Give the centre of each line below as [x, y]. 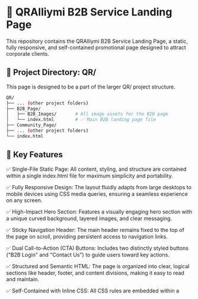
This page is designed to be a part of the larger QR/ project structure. [91, 87]
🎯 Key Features [35, 155]
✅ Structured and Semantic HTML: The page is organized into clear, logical [98, 266]
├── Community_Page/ [32, 125]
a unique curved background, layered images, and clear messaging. [89, 218]
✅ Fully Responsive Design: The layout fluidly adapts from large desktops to [99, 187]
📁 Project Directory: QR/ [51, 73]
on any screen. [24, 200]
